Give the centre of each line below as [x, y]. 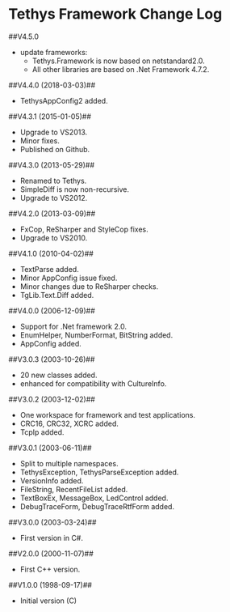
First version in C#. [51, 538]
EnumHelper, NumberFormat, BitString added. [96, 335]
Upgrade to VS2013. [54, 132]
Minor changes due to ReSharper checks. [89, 286]
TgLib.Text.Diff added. [57, 295]
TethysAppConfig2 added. [64, 100]
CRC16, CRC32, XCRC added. [69, 423]
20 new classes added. [59, 375]
